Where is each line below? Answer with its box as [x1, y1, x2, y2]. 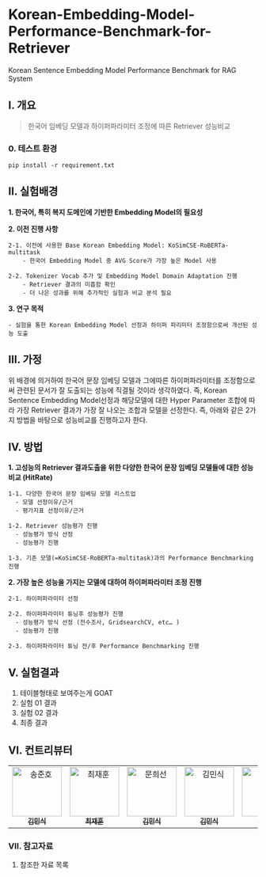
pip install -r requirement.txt [8, 161, 115, 169]
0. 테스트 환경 [8, 142, 58, 154]
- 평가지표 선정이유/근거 [15, 507, 85, 515]
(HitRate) [22, 473, 53, 482]
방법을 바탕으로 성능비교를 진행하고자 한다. [16, 415, 148, 424]
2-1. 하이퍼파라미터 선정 [8, 595, 79, 603]
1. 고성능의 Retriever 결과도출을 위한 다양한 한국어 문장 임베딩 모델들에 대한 [8, 463, 240, 473]
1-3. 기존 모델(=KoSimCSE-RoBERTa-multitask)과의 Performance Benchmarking [8, 554, 254, 563]
